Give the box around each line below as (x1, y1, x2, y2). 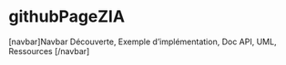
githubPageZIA (8, 6, 125, 27)
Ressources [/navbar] (8, 45, 90, 56)
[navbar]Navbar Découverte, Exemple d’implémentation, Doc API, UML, (8, 36, 277, 47)
